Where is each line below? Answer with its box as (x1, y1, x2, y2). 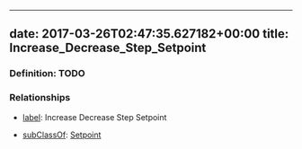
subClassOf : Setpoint (22, 129, 102, 140)
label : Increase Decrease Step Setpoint (22, 111, 167, 122)
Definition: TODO (9, 67, 85, 80)
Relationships (9, 92, 71, 104)
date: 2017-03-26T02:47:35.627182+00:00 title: (9, 26, 289, 41)
